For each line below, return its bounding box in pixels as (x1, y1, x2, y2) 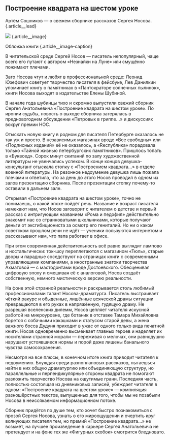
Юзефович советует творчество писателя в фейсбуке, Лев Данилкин (5, 79, 156, 85)
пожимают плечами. (5, 64, 50, 70)
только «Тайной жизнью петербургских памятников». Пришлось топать (5, 147, 162, 153)
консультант (5, 164, 32, 170)
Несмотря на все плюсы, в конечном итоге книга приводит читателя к (5, 354, 159, 360)
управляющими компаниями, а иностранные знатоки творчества (5, 259, 148, 265)
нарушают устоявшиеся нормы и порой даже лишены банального (5, 339, 149, 345)
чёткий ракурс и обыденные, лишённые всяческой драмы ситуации (5, 296, 154, 302)
